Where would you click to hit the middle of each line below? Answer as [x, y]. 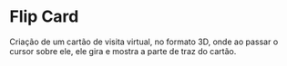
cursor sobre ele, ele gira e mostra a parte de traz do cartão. [123, 51]
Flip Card [44, 17]
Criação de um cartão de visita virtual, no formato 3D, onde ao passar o [144, 42]
